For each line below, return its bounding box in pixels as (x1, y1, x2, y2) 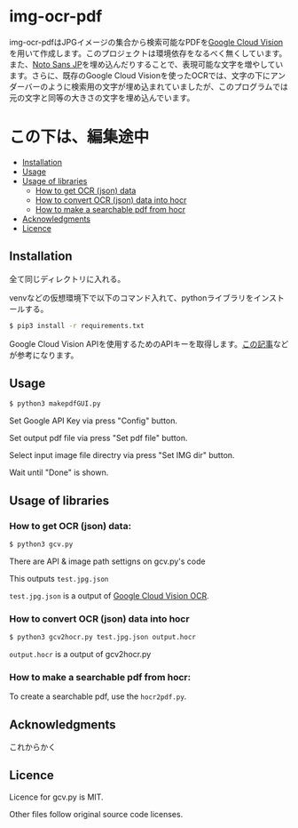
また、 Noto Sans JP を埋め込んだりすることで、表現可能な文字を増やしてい (9, 59, 284, 69)
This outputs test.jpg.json (9, 573, 109, 583)
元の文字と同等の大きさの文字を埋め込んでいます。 (9, 92, 195, 103)
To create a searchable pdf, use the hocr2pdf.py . (9, 691, 187, 702)
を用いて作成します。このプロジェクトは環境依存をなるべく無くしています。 (9, 47, 287, 59)
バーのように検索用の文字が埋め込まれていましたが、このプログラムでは (24, 81, 288, 92)
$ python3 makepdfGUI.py (9, 399, 101, 408)
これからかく (9, 742, 56, 752)
